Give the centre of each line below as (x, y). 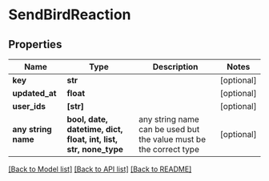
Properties (35, 44)
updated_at (34, 93)
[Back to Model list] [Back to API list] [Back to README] (100, 169)
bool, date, (87, 119)
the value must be (173, 139)
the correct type (169, 149)
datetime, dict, (95, 129)
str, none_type (95, 149)
